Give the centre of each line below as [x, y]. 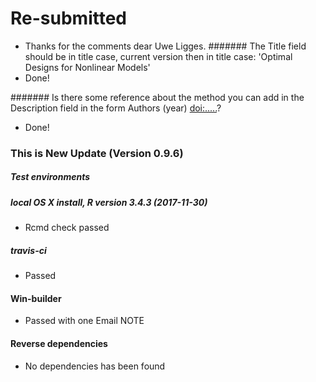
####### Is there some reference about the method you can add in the [157, 97]
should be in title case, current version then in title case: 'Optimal [158, 56]
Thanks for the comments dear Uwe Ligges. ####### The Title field [165, 46]
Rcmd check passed [67, 228]
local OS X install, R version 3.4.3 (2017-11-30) [109, 202]
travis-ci [28, 250]
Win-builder [36, 298]
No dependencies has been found [95, 366]
